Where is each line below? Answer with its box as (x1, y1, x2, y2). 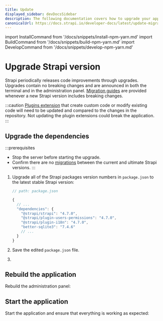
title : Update (5, 7, 34, 12)
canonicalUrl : (5, 20, 34, 26)
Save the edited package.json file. (12, 247, 80, 253)
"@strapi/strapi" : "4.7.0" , (21, 211, 78, 216)
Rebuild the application (5, 270, 77, 279)
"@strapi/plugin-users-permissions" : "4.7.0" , (21, 215, 117, 220)
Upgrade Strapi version (5, 61, 101, 72)
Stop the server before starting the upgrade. (12, 154, 101, 160)
